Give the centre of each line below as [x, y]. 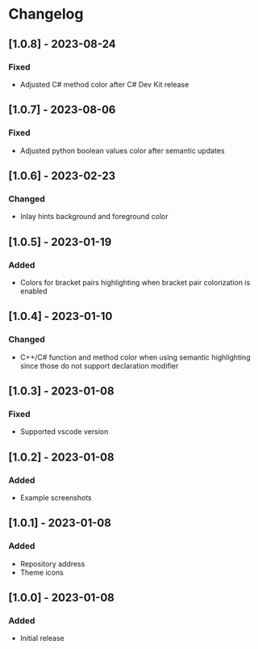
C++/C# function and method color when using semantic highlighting [135, 357]
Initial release [42, 638]
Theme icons [42, 572]
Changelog [46, 14]
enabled [33, 291]
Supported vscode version [64, 432]
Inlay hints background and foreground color [94, 217]
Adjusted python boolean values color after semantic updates [122, 150]
